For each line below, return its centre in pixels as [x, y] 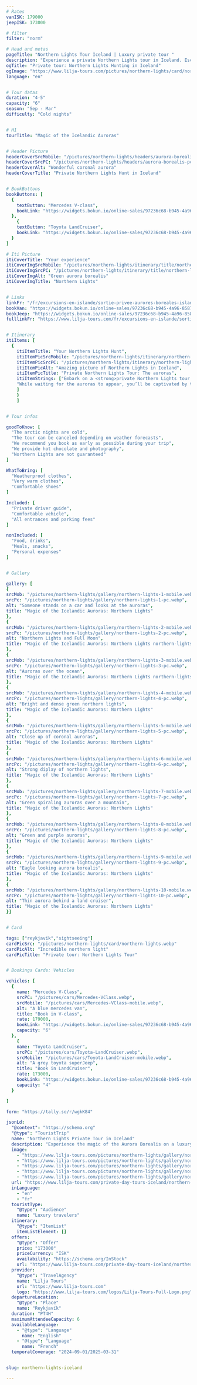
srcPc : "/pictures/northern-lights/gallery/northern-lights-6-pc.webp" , [97, 764]
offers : [21, 1237]
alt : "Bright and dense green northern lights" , [67, 704]
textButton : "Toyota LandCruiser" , [60, 227]
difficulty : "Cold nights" [39, 114]
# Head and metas [27, 49]
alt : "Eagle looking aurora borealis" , [55, 868]
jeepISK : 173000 [26, 22]
